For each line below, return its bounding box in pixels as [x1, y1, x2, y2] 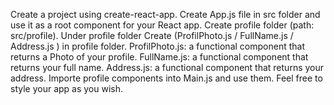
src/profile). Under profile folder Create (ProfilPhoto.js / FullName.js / [10, 30, 294, 41]
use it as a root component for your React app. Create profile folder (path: [10, 19, 315, 31]
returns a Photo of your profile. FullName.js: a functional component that [10, 51, 309, 63]
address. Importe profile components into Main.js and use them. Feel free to [10, 72, 323, 84]
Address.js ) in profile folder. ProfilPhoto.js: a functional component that [10, 40, 305, 52]
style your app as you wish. [10, 83, 124, 94]
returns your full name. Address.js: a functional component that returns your [10, 62, 325, 73]
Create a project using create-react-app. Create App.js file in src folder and [10, 9, 321, 20]
